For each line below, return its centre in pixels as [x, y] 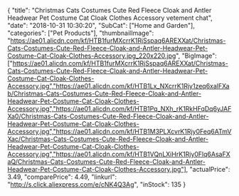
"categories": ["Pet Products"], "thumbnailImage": [81, 33]
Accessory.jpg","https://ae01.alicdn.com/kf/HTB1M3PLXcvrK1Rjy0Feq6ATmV [119, 131]
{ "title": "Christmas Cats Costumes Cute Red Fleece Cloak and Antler [110, 10]
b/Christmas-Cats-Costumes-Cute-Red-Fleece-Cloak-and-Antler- [104, 93]
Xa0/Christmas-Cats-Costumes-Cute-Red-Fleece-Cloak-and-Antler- [108, 116]
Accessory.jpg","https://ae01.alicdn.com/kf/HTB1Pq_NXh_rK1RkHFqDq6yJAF [119, 109]
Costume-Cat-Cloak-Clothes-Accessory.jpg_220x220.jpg [92, 56]
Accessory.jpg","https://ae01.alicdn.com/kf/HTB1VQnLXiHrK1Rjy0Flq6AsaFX [119, 154]
